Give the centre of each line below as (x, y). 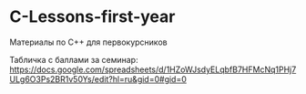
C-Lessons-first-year (92, 17)
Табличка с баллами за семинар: (74, 59)
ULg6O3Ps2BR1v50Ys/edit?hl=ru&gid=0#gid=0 (98, 78)
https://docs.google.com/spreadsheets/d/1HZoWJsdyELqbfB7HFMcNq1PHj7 (153, 69)
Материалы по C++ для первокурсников (88, 42)
